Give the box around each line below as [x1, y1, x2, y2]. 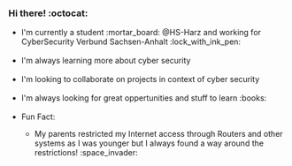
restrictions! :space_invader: [34, 147, 138, 158]
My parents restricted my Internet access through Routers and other [34, 129, 284, 140]
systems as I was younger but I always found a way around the [34, 138, 265, 148]
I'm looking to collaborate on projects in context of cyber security [20, 74, 260, 85]
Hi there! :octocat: [8, 7, 88, 19]
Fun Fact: [20, 111, 56, 122]
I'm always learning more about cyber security [20, 56, 191, 66]
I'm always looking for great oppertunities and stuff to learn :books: [20, 93, 267, 103]
